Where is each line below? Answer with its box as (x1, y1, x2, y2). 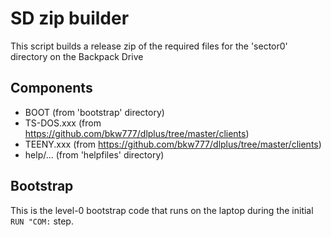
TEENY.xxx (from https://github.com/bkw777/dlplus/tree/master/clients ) (24, 138, 322, 150)
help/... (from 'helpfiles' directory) (24, 148, 165, 161)
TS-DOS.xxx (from (24, 117, 102, 129)
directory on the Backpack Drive (10, 50, 144, 62)
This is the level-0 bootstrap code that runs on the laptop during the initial (10, 204, 314, 216)
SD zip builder (10, 7, 130, 30)
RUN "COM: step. (10, 215, 74, 227)
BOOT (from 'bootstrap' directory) (24, 106, 165, 118)
